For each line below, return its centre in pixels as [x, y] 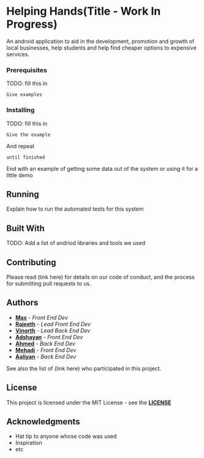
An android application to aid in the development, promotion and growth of [100, 41]
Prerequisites [27, 70]
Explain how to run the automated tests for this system [75, 209]
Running [23, 194]
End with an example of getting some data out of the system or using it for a [102, 168]
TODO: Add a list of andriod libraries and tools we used [76, 243]
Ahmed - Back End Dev [45, 343]
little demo [20, 175]
